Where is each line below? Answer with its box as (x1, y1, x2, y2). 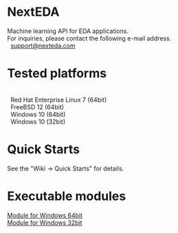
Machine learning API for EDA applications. (7, 27, 129, 35)
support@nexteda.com (10, 41, 76, 49)
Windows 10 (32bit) (10, 118, 66, 126)
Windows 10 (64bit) (10, 110, 66, 118)
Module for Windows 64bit (7, 211, 82, 219)
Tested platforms (7, 66, 107, 81)
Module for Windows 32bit (7, 218, 82, 227)
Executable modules (7, 188, 126, 203)
